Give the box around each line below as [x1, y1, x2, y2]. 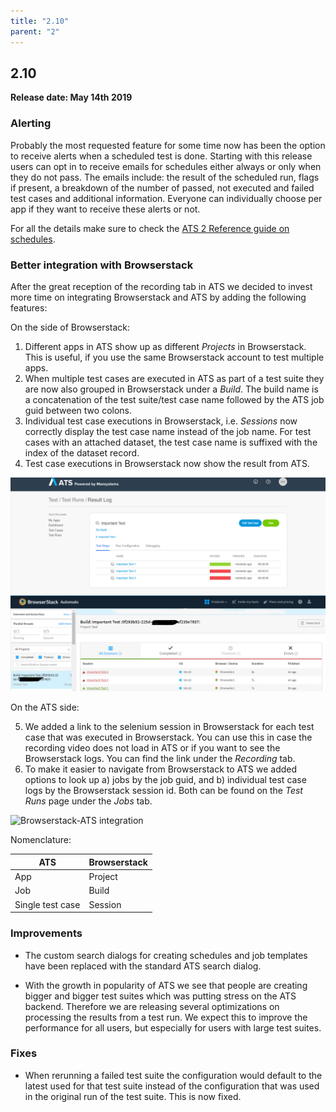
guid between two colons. [24, 404, 133, 416]
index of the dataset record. [24, 446, 140, 459]
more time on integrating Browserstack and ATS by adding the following [10, 291, 307, 303]
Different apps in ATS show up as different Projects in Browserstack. [24, 340, 307, 352]
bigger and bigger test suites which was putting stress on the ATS [24, 990, 297, 1002]
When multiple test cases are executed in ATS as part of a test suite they [24, 372, 325, 384]
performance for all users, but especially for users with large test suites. [24, 1021, 322, 1034]
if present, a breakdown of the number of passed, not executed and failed [10, 181, 315, 194]
